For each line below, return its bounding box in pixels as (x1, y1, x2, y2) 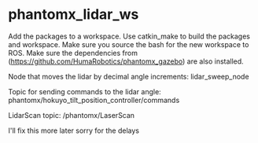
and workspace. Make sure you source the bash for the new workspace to (8, 39, 249, 49)
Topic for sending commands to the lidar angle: (8, 86, 161, 96)
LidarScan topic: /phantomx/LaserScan (8, 110, 135, 119)
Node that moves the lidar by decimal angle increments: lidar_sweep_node (8, 71, 249, 81)
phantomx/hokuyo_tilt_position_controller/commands (8, 95, 180, 104)
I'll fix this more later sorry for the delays (8, 126, 140, 135)
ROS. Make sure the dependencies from (8, 48, 138, 57)
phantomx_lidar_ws (8, 5, 139, 24)
